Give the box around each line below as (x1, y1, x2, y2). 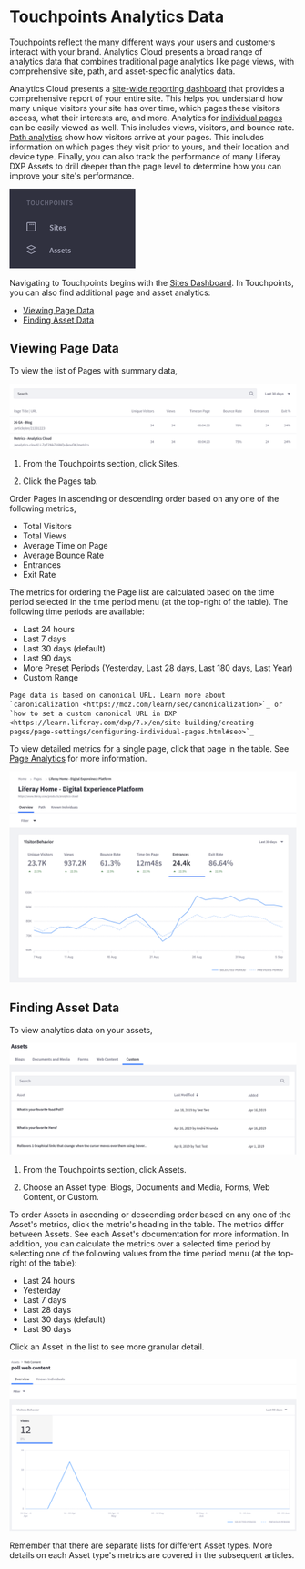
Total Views (22, 530, 66, 541)
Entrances (22, 559, 62, 570)
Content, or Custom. (22, 1192, 99, 1203)
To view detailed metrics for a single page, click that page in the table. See (9, 743, 290, 754)
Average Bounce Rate (22, 549, 105, 560)
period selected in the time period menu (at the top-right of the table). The (9, 596, 289, 607)
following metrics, (9, 503, 76, 514)
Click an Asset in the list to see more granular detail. (9, 1341, 205, 1352)
